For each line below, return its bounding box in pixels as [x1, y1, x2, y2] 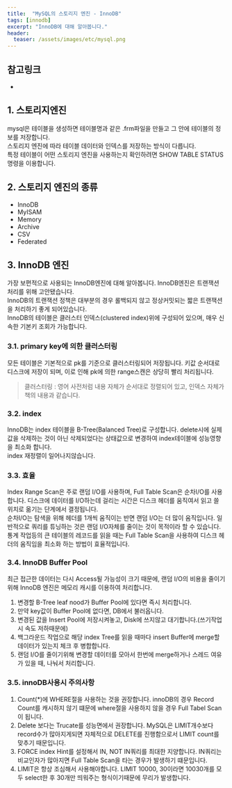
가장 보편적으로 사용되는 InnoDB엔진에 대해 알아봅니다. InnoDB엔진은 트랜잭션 [7, 279, 220, 287]
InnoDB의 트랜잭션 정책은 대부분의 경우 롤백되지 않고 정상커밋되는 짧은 [7, 297, 199, 305]
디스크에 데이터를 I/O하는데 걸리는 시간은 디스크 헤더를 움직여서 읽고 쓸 [27, 496, 219, 505]
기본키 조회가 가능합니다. [19, 322, 88, 331]
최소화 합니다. [14, 443, 52, 451]
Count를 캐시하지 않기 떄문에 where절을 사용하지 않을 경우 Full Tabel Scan [17, 704, 222, 712]
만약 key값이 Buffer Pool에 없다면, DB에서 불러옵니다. [17, 606, 165, 615]
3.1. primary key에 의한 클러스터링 [7, 342, 118, 352]
